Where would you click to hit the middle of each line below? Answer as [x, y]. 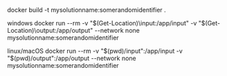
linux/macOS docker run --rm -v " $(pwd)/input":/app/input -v [95, 51]
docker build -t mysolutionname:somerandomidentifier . [87, 10]
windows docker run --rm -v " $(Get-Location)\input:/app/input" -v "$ [106, 23]
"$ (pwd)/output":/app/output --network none [72, 58]
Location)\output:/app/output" [50, 30]
